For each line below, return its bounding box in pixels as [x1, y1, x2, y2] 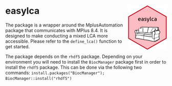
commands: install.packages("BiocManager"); [5, 69, 105, 76]
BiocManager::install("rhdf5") [5, 76, 72, 81]
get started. [5, 43, 30, 49]
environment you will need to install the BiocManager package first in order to [5, 59, 166, 65]
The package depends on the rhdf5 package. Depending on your [5, 53, 143, 60]
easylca [5, 5, 40, 17]
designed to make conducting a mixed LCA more [5, 33, 109, 39]
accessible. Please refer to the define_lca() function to [5, 38, 122, 44]
